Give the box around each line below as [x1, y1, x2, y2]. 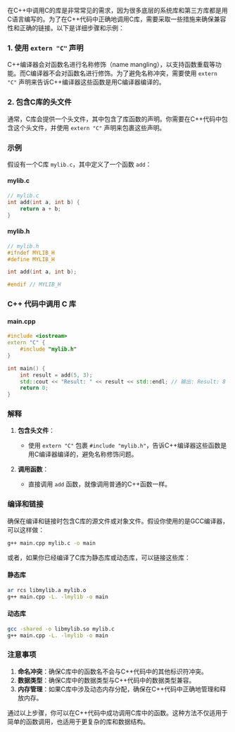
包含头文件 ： [17, 427, 55, 435]
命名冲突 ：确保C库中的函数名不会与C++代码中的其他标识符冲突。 [17, 667, 208, 676]
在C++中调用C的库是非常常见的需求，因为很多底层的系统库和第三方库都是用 [7, 6, 228, 14]
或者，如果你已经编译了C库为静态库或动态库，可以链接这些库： [7, 553, 191, 562]
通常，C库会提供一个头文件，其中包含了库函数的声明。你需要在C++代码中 [7, 115, 222, 123]
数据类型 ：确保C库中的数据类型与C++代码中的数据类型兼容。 [17, 676, 196, 684]
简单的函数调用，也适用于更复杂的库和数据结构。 [7, 717, 149, 726]
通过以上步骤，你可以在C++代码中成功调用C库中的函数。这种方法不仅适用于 [7, 708, 228, 717]
